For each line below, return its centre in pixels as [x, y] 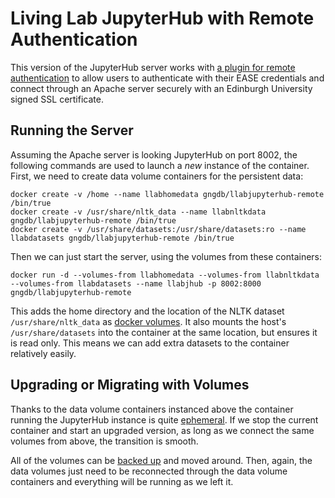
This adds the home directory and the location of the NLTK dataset [147, 311]
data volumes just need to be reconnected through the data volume [149, 471]
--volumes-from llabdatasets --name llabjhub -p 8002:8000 [136, 283]
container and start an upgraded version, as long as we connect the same [162, 430]
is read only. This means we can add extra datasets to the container [150, 343]
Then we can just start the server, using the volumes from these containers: [166, 256]
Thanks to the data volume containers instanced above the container [152, 409]
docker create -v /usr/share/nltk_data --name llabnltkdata [138, 212]
